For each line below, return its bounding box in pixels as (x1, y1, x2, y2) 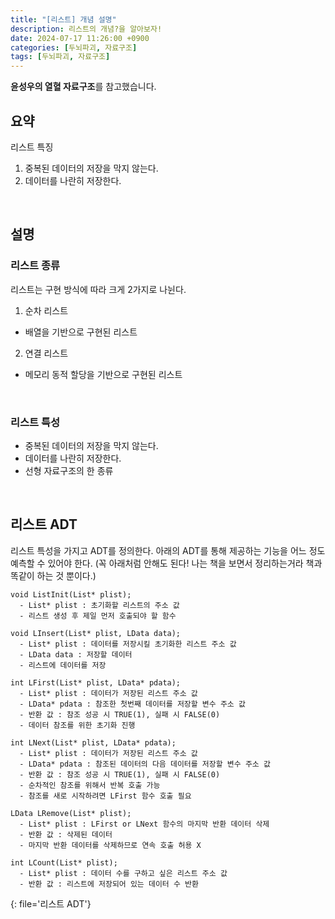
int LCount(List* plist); (10, 857, 118, 868)
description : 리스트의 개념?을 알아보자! (10, 24, 163, 34)
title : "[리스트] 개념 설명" (10, 14, 117, 25)
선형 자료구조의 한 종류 (24, 464, 114, 476)
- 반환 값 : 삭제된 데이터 (19, 829, 113, 840)
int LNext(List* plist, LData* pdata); (10, 737, 177, 748)
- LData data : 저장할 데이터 (19, 649, 133, 660)
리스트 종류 (10, 259, 61, 273)
